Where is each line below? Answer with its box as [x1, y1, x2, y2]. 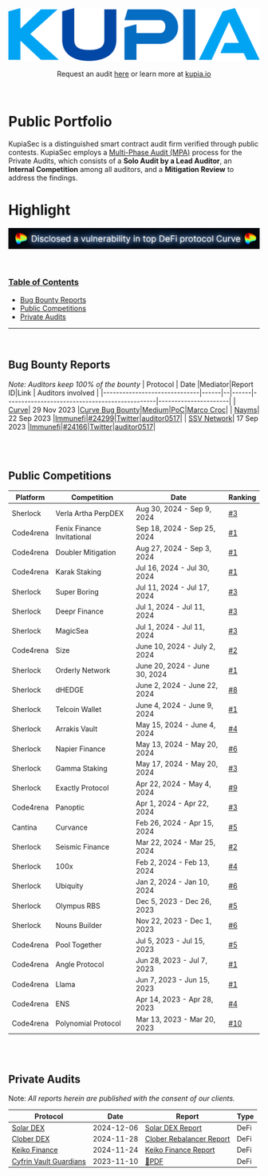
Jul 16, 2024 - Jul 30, [135, 562, 210, 572]
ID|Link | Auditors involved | [8, 388, 100, 398]
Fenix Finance [55, 524, 101, 534]
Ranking [228, 492, 257, 502]
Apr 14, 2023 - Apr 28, [135, 994, 214, 1004]
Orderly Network [55, 665, 111, 675]
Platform [15, 492, 45, 502]
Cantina [11, 822, 37, 832]
